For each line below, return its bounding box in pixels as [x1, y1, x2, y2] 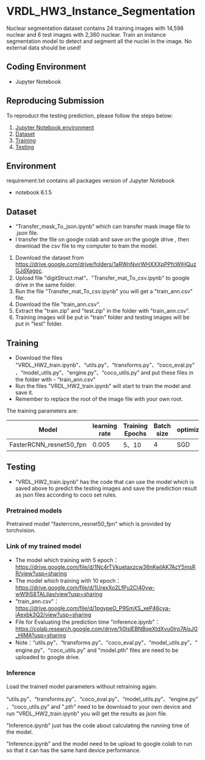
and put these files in [140, 369, 194, 376]
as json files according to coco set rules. [15, 491, 117, 499]
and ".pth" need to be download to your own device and [51, 703, 192, 710]
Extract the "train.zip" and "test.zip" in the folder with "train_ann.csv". [15, 307, 190, 315]
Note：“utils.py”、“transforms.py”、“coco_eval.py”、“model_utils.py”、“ [15, 639, 198, 646]
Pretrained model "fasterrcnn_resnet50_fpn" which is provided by [6, 521, 171, 528]
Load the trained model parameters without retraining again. [6, 682, 157, 690]
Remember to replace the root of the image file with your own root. [15, 395, 183, 403]
